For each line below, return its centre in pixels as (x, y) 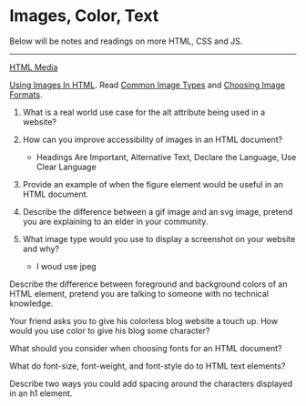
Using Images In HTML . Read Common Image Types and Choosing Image (147, 85)
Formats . (26, 94)
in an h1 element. (41, 393)
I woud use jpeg (66, 266)
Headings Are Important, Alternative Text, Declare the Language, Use (166, 157)
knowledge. (31, 303)
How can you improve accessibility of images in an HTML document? (153, 139)
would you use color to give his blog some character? (110, 330)
